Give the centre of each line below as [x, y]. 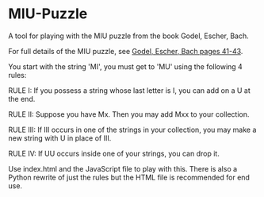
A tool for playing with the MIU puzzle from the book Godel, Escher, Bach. [129, 36]
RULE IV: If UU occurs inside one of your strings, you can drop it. [114, 153]
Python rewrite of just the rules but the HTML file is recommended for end [129, 177]
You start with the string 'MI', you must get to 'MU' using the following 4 [126, 66]
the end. [22, 98]
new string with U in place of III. [60, 138]
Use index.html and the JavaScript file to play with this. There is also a [123, 168]
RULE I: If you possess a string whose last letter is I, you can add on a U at [130, 90]
